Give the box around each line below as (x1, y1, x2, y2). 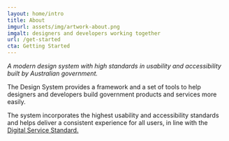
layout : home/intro (7, 10, 64, 17)
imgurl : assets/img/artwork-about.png (7, 23, 120, 30)
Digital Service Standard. (7, 126, 79, 134)
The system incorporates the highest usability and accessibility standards (7, 111, 219, 119)
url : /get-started (7, 36, 61, 43)
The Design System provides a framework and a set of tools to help (7, 83, 201, 91)
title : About (7, 17, 45, 24)
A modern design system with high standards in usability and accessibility (7, 62, 222, 70)
